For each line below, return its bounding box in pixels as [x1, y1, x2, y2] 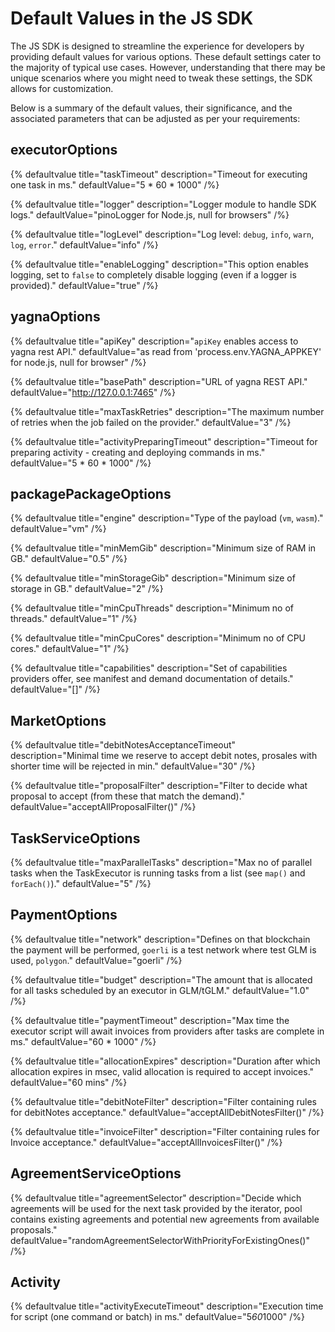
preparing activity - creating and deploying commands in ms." [10, 446, 266, 458]
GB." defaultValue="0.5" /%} [10, 553, 128, 565]
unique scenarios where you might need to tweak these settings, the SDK [10, 72, 313, 84]
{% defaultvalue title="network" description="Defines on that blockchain [10, 933, 311, 945]
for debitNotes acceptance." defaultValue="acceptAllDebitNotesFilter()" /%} [10, 1106, 325, 1118]
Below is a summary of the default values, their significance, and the [10, 102, 293, 114]
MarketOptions [10, 712, 107, 729]
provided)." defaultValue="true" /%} [10, 279, 159, 291]
